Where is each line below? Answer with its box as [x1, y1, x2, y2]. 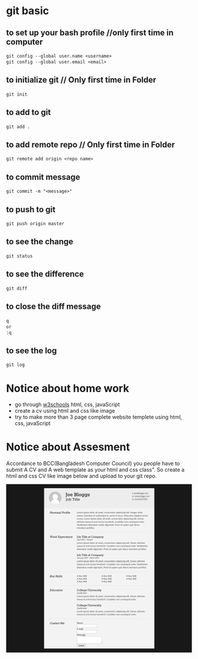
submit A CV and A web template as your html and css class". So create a [6, 466, 184, 473]
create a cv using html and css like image [14, 407, 115, 414]
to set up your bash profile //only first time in [6, 28, 174, 38]
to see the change [6, 237, 74, 247]
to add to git [6, 107, 51, 117]
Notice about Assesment [6, 440, 130, 454]
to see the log [6, 345, 57, 355]
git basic [6, 4, 49, 18]
